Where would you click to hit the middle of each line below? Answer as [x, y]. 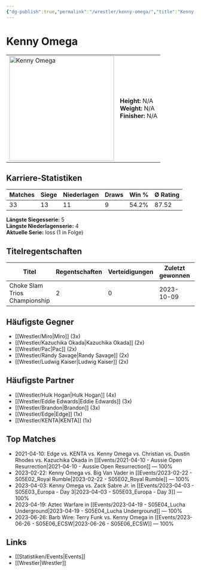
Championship [30, 301]
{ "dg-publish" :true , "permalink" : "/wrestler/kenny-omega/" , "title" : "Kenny [100, 12]
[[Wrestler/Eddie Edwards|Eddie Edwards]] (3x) [73, 401]
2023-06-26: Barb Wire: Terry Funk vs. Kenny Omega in [84, 517]
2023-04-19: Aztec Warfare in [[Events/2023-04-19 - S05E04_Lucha [100, 504]
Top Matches [31, 439]
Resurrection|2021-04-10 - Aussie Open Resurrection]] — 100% [94, 466]
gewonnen [175, 276]
